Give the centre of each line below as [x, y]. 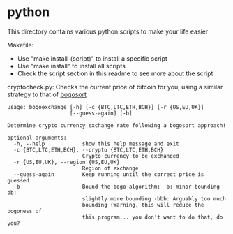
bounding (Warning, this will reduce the [143, 205]
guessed [18, 180]
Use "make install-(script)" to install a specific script [92, 58]
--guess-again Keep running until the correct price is [109, 174]
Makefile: [21, 45]
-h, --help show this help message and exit [96, 144]
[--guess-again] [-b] [101, 113]
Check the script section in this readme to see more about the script [115, 73]
